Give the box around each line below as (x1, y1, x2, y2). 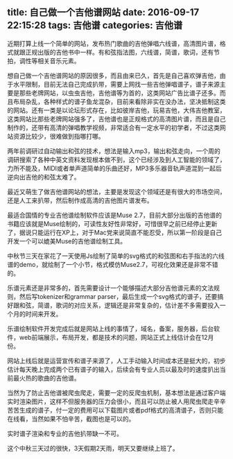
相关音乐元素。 (37, 56, 80, 64)
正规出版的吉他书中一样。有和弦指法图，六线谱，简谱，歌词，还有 (25, 48, 214, 56)
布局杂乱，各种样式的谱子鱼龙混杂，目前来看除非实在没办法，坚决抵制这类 (12, 97, 226, 105)
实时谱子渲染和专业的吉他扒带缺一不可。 (7, 429, 123, 438)
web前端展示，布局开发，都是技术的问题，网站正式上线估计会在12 (19, 333, 208, 341)
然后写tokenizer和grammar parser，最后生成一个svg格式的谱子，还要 (19, 292, 218, 300)
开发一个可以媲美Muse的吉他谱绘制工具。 (7, 236, 127, 245)
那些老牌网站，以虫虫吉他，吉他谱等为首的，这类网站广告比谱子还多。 (19, 89, 220, 97)
